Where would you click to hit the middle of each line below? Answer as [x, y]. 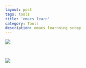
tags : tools [17, 14]
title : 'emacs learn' [28, 19]
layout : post [19, 10]
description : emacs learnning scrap [43, 28]
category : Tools [22, 23]
